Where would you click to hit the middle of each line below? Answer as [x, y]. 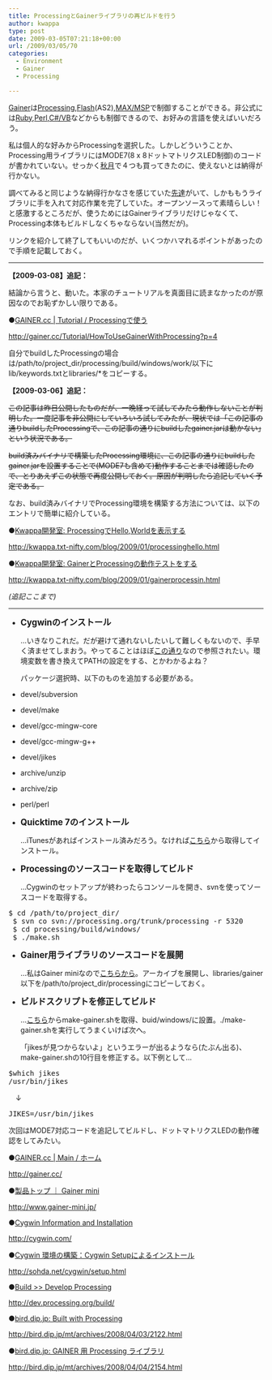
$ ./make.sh [36, 937]
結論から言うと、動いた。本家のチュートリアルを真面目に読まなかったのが [132, 292]
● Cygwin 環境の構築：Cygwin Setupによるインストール [102, 1255]
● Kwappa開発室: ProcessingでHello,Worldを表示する [97, 530]
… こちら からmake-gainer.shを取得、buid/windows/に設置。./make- [133, 1020]
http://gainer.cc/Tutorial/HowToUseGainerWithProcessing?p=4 [113, 336]
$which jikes [34, 1073]
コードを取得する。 [59, 896]
